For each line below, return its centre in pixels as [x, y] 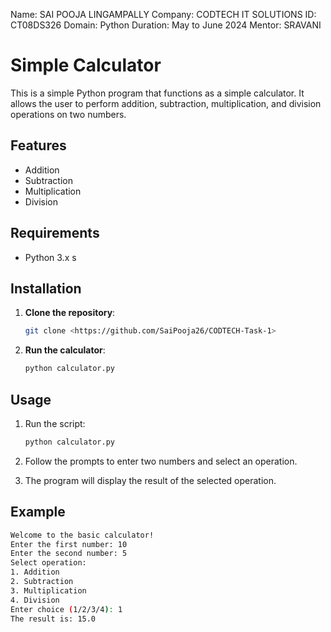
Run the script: [55, 423]
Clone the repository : [70, 313]
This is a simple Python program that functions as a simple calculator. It [157, 93]
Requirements [55, 233]
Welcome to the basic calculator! [82, 535]
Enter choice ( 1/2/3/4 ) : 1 [66, 609]
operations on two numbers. [68, 114]
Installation [46, 288]
